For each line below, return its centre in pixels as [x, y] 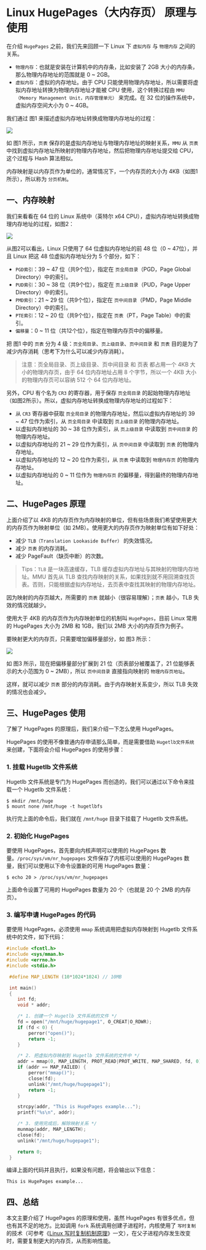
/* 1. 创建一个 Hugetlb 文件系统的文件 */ [67, 1016]
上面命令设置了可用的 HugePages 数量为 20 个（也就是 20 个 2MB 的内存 [99, 889]
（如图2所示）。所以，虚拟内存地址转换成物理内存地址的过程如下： [90, 400]
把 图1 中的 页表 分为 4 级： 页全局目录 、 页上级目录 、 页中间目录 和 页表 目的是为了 [102, 343]
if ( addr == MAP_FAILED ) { [52, 1067]
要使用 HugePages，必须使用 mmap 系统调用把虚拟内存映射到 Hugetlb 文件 [99, 929]
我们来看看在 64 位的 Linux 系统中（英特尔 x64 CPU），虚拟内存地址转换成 [100, 216]
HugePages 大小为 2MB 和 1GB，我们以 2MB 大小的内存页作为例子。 [100, 626]
